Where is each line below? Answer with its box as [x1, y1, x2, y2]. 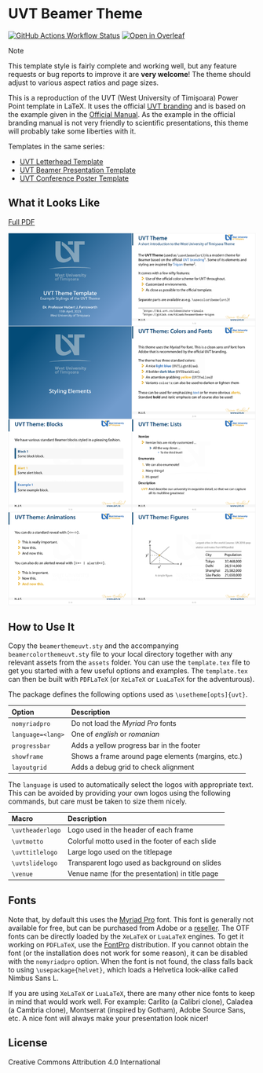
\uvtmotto [11, 837, 44, 845]
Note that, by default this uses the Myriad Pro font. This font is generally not [8, 914, 254, 924]
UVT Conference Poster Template [19, 174, 130, 183]
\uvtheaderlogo [11, 826, 61, 835]
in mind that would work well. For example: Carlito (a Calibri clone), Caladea [8, 997, 254, 1006]
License [8, 1036, 48, 1049]
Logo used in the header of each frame [68, 826, 194, 835]
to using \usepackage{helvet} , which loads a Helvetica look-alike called [8, 965, 239, 974]
